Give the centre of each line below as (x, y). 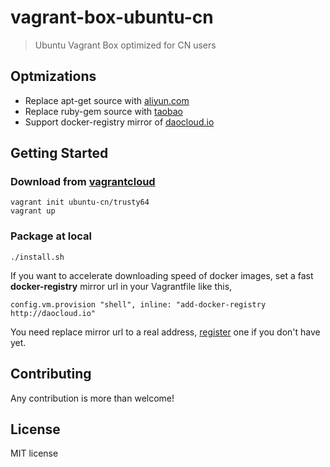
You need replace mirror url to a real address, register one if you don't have (165, 332)
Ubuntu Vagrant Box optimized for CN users (125, 45)
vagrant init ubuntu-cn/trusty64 (80, 202)
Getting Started (59, 153)
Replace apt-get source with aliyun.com (107, 100)
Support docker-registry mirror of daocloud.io (119, 122)
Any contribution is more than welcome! (92, 398)
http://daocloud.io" (53, 313)
